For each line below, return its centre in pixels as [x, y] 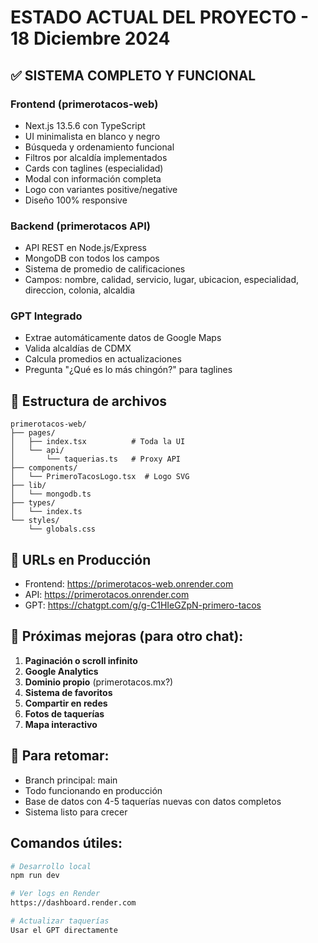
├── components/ [44, 468]
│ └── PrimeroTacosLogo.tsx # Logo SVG [100, 477]
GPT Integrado [46, 316]
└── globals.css [62, 529]
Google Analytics [61, 671]
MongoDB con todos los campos [92, 258]
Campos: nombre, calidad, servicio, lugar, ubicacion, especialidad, [162, 280]
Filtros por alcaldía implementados [96, 157]
